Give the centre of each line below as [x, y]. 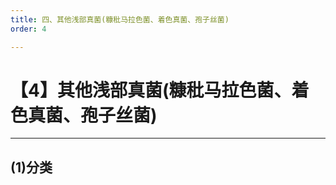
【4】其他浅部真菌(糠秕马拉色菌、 [151, 90]
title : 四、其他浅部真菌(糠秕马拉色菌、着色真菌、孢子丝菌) [120, 19]
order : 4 [28, 29]
